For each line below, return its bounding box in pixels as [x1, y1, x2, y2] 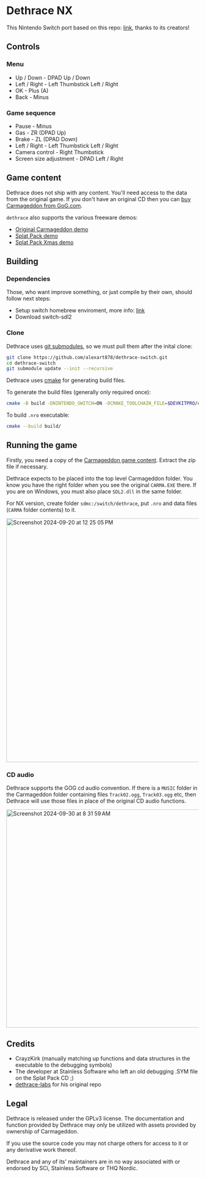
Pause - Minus [15, 122, 52, 130]
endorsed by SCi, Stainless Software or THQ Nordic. [6, 1164, 138, 1171]
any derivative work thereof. [6, 1146, 77, 1153]
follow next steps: [6, 295, 51, 303]
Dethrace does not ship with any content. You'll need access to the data [6, 189, 187, 196]
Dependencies [6, 274, 51, 283]
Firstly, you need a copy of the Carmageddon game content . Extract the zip [6, 456, 196, 463]
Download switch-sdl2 [15, 313, 72, 321]
